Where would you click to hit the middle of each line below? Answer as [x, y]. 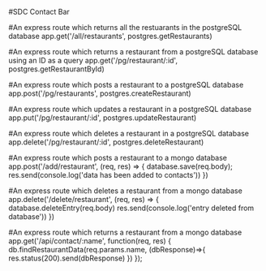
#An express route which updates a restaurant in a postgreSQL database [130, 109]
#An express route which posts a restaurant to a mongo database [118, 158]
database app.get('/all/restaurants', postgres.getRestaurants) [110, 36]
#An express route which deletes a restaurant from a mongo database [126, 191]
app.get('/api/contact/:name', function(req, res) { [90, 241]
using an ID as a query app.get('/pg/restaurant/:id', [93, 60]
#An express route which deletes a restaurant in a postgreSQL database [129, 133]
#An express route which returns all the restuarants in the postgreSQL [125, 27]
